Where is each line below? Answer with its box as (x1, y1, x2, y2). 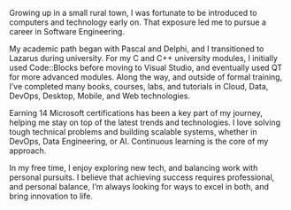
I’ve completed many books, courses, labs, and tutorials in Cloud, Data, (9, 82, 269, 91)
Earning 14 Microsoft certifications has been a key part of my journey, (9, 108, 263, 118)
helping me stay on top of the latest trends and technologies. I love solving (9, 117, 281, 128)
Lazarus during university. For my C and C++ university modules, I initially (9, 53, 279, 63)
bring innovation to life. (9, 191, 93, 201)
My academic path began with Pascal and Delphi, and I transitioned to (9, 43, 264, 54)
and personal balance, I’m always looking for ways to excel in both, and (9, 182, 270, 191)
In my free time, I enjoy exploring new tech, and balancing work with (9, 163, 258, 173)
